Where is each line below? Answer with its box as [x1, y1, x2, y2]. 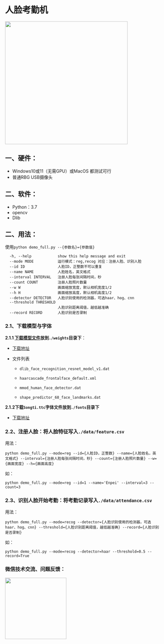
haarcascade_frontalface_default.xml [19, 376, 97, 381]
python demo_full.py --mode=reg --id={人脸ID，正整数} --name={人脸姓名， [5, 450, 153, 456]
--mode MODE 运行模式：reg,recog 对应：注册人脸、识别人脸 [9, 259, 142, 264]
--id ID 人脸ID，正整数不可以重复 [9, 264, 102, 269]
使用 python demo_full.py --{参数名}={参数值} [5, 244, 95, 250]
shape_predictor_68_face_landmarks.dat [19, 395, 101, 400]
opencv [12, 209, 28, 215]
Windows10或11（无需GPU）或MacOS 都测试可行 [12, 168, 112, 174]
